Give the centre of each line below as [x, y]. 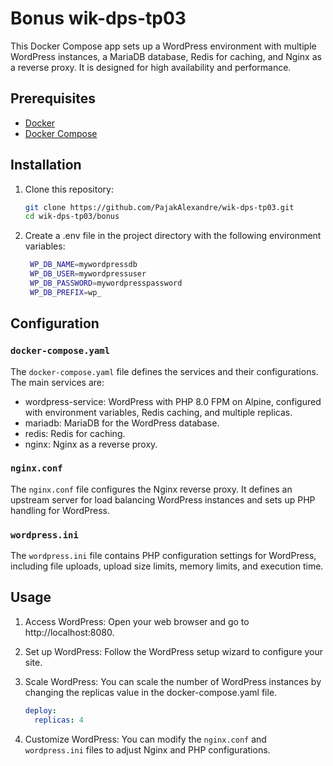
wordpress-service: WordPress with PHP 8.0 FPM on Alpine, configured [173, 401]
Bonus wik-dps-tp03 [98, 18]
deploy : [40, 710]
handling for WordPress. [60, 510]
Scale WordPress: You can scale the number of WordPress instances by [173, 681]
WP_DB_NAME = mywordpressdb [83, 265]
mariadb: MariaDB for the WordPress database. [122, 423]
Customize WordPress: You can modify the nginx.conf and [145, 739]
